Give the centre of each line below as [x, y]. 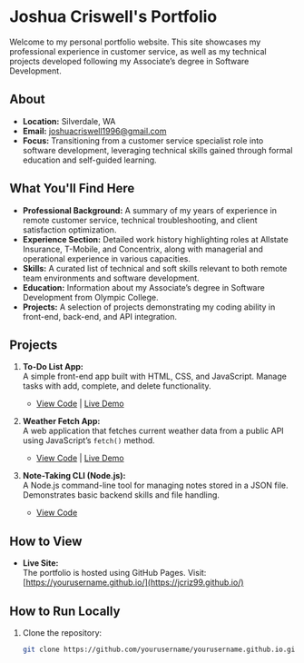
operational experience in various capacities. [107, 258]
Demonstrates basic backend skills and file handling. [121, 495]
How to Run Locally [65, 611]
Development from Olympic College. [90, 297]
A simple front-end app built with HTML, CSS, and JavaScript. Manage [155, 376]
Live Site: [40, 563]
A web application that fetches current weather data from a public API [153, 431]
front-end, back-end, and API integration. [100, 316]
